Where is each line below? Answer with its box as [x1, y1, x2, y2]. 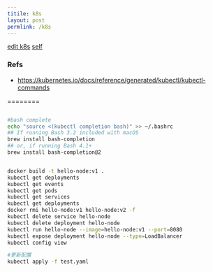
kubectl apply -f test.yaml [7, 258, 89, 266]
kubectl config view [7, 239, 68, 246]
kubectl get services [7, 194, 71, 201]
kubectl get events [7, 180, 64, 187]
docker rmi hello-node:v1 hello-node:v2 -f [7, 207, 136, 214]
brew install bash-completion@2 [7, 149, 101, 156]
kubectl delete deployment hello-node [7, 220, 120, 227]
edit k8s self [7, 43, 43, 51]
